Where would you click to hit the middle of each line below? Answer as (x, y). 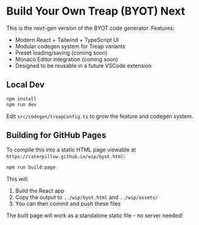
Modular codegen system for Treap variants (70, 46)
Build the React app (40, 191)
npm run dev (21, 105)
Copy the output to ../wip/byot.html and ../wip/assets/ (86, 197)
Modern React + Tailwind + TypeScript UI (67, 40)
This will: (17, 179)
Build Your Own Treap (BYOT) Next (96, 11)
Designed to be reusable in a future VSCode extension (83, 66)
